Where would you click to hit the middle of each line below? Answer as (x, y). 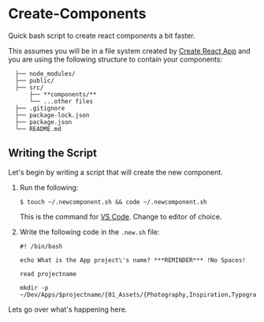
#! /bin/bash (41, 246)
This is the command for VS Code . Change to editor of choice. (121, 216)
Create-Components (77, 14)
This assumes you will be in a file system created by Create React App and (129, 51)
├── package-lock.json (52, 115)
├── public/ (35, 80)
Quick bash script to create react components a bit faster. (102, 36)
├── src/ (30, 88)
